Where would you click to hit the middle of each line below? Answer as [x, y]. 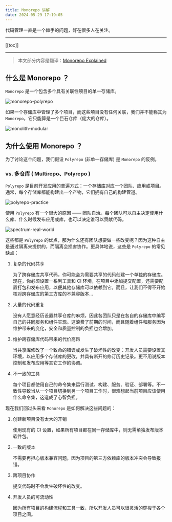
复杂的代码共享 [28, 264]
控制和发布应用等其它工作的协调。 [49, 363]
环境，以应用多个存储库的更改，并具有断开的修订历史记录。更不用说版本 [89, 356]
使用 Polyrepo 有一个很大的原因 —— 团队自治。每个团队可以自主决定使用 [82, 213]
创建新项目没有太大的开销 [40, 419]
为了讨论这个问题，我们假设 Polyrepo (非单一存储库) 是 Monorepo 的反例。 [82, 160]
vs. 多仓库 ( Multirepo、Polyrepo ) [48, 174]
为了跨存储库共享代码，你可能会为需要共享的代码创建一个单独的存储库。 [89, 275]
